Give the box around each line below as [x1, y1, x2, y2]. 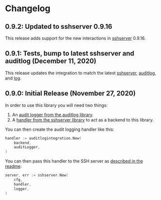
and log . [5, 75, 22, 81]
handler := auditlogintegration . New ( [5, 136, 82, 140]
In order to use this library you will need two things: [5, 102, 108, 108]
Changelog [5, 3, 51, 14]
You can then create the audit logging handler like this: [5, 126, 114, 132]
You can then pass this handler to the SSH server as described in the [5, 158, 143, 164]
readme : [5, 163, 22, 169]
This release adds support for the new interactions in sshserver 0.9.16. [5, 35, 146, 41]
